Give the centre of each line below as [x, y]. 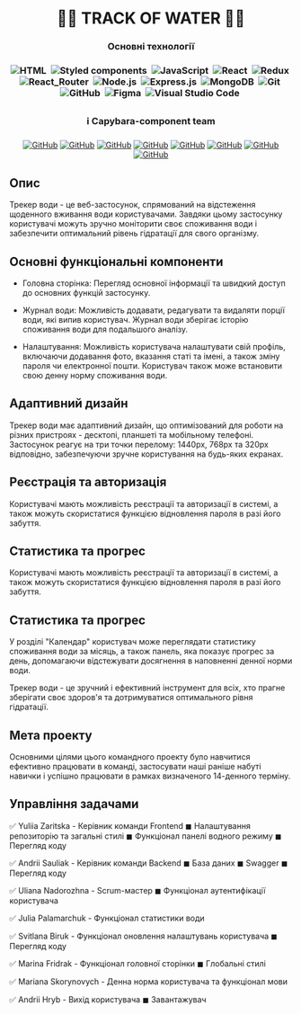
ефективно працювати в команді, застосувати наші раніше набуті [136, 767]
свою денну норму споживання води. [95, 375]
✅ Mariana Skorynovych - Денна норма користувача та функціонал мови [148, 981]
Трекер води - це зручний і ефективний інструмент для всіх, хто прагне [147, 688]
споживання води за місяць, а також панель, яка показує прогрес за [142, 652]
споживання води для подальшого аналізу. [105, 329]
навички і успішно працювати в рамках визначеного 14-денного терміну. [150, 776]
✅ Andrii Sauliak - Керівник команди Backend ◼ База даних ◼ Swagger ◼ [149, 863]
